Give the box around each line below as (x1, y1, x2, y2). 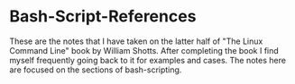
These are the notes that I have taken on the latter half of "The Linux (9, 36, 263, 46)
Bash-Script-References (9, 6, 197, 27)
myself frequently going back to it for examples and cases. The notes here (9, 55, 287, 65)
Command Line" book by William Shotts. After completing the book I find (9, 45, 280, 55)
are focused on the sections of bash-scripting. (9, 64, 182, 75)
